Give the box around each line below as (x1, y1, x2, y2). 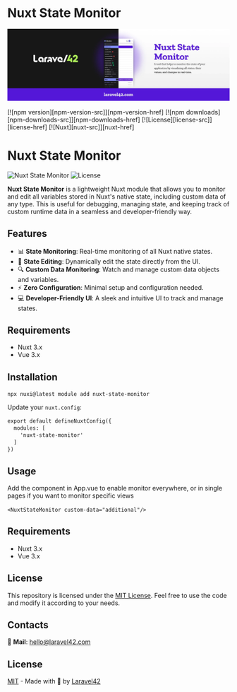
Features (7, 228, 47, 240)
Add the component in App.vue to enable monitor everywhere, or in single (7, 484, 223, 493)
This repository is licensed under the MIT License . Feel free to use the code (7, 591, 227, 599)
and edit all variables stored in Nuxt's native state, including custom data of (7, 192, 226, 201)
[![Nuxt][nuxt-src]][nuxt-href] (49, 122, 135, 131)
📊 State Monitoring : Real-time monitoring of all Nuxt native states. (17, 247, 213, 255)
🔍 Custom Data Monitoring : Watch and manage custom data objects (17, 265, 220, 274)
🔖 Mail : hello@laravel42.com (7, 638, 91, 646)
